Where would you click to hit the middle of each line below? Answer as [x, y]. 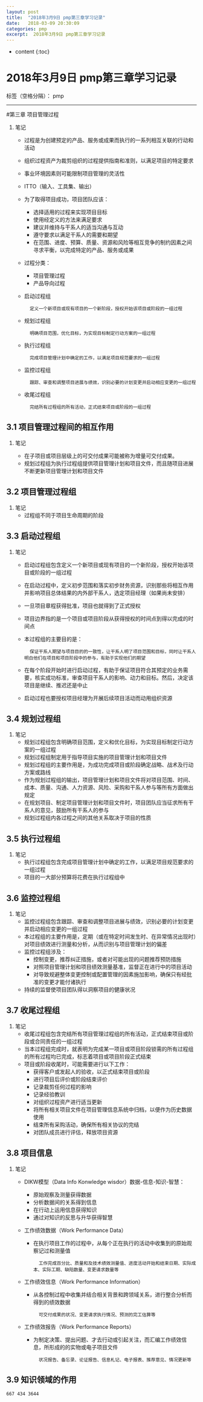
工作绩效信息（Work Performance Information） [84, 1281]
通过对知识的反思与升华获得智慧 [73, 1217]
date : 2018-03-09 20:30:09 [43, 23]
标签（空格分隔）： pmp [35, 96]
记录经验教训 [49, 1094]
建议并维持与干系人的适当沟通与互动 [78, 227]
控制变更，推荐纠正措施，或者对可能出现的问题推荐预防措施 [107, 959]
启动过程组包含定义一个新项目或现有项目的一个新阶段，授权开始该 [106, 564]
